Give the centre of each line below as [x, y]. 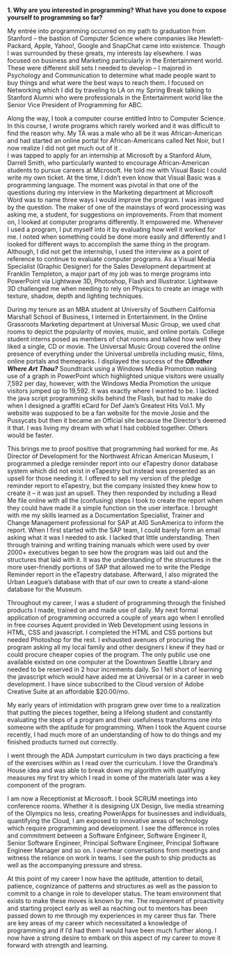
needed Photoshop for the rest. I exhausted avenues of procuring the [106, 640]
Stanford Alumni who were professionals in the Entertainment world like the [115, 97]
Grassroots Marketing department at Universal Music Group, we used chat [114, 324]
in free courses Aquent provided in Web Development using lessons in [108, 625]
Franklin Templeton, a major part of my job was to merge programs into [109, 274]
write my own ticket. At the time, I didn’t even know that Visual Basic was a [114, 178]
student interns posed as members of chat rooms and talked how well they [114, 339]
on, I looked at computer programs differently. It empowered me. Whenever [115, 222]
